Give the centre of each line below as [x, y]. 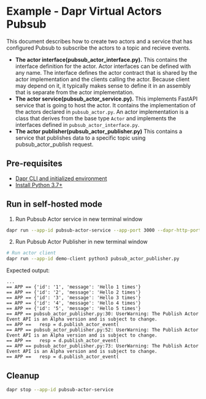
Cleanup [23, 375]
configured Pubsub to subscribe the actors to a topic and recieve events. [98, 48]
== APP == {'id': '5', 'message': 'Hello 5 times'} [74, 309]
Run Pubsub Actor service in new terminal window [79, 219]
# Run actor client [31, 253]
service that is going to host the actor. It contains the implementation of [105, 105]
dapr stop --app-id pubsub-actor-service [60, 390]
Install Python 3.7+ [39, 184]
